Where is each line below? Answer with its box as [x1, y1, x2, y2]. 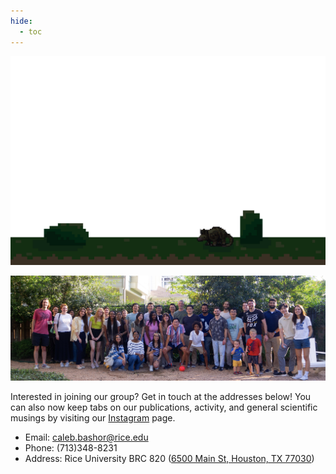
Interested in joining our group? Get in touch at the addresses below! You [10, 391, 312, 403]
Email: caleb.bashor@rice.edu [24, 431, 149, 444]
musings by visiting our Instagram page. [10, 412, 176, 424]
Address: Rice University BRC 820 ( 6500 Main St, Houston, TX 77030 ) [24, 453, 315, 465]
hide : [10, 16, 33, 26]
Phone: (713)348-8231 [24, 442, 118, 454]
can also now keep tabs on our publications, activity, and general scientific [10, 401, 318, 414]
